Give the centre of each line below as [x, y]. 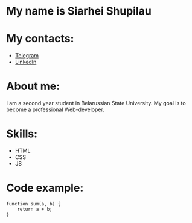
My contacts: [40, 39]
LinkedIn [26, 62]
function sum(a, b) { [34, 204]
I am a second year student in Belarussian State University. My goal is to [96, 103]
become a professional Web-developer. [55, 109]
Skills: [22, 134]
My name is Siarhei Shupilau [79, 11]
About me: [33, 86]
